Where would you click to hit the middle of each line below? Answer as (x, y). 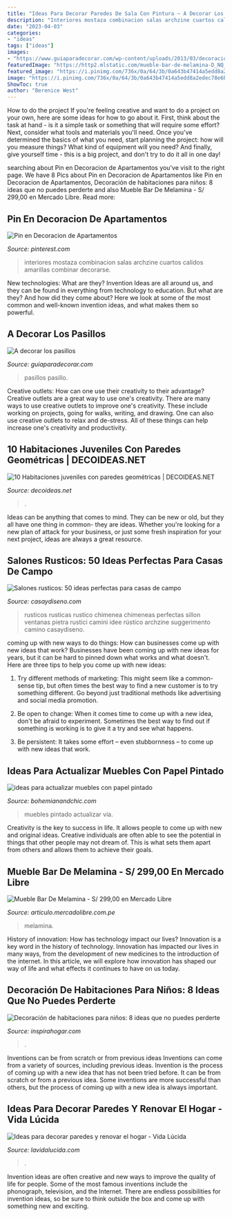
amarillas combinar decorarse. (67, 270)
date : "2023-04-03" (35, 26)
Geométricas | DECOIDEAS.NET (77, 460)
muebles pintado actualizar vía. (68, 814)
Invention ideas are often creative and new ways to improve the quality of (112, 1176)
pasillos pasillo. (46, 377)
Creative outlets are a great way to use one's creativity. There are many (109, 398)
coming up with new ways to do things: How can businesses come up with (113, 643)
